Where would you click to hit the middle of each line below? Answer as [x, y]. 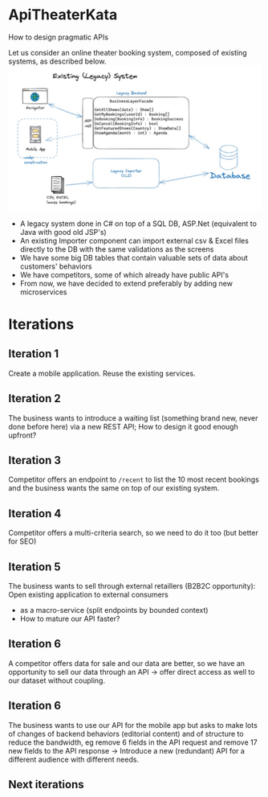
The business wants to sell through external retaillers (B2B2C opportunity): [132, 586]
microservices [43, 292]
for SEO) [22, 541]
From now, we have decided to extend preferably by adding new [126, 283]
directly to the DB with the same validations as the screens [117, 249]
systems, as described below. [57, 61]
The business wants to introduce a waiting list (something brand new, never [133, 418]
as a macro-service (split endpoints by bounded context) [114, 610]
